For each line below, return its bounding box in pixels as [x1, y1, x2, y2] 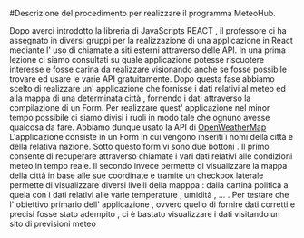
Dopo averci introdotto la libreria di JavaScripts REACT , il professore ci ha [9, 25, 288, 35]
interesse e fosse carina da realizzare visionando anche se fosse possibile [9, 64, 288, 74]
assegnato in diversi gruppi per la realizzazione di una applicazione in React [9, 35, 293, 45]
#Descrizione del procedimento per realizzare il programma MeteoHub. [9, 8, 277, 18]
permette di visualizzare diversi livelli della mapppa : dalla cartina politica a [9, 180, 289, 190]
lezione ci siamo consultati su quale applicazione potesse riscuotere [9, 55, 265, 64]
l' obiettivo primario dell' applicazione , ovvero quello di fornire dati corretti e [9, 199, 296, 210]
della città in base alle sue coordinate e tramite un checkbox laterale [9, 170, 264, 181]
